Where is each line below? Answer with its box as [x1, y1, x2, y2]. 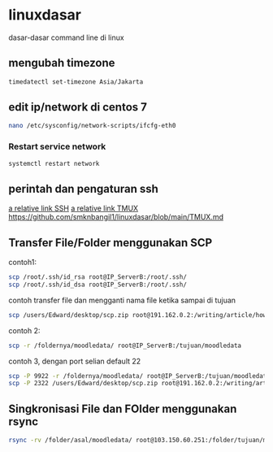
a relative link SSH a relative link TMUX [8, 203, 139, 213]
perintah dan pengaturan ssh [8, 181, 158, 196]
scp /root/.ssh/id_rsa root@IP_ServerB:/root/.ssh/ [8, 273, 187, 281]
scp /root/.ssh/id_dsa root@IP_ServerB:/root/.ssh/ [8, 280, 187, 289]
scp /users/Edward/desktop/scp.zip [8, 311, 129, 319]
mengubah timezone [8, 56, 115, 70]
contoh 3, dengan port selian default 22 [8, 356, 141, 366]
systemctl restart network [8, 159, 100, 167]
